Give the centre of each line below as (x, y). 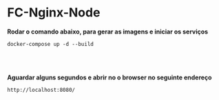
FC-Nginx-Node (54, 13)
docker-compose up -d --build (51, 44)
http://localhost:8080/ (41, 90)
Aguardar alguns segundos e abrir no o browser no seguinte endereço (109, 77)
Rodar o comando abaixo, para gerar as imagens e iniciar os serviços (108, 32)
